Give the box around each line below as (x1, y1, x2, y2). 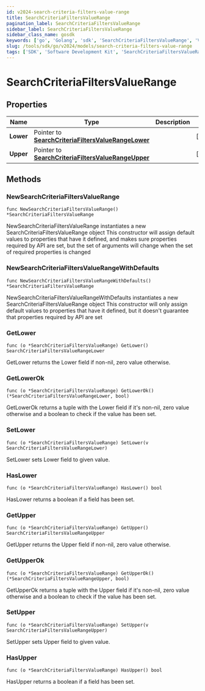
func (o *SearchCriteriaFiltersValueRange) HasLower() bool (6, 485, 163, 491)
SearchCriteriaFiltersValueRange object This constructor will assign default (6, 229, 195, 236)
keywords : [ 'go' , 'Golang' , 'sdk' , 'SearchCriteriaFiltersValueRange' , (6, 37, 192, 43)
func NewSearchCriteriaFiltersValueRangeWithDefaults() (6, 278, 151, 284)
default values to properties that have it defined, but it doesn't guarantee (6, 307, 189, 314)
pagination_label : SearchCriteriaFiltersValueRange (6, 20, 140, 26)
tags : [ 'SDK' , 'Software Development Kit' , (6, 49, 119, 55)
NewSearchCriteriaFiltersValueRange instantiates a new (6, 222, 146, 230)
